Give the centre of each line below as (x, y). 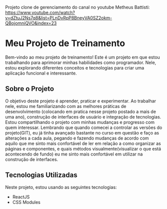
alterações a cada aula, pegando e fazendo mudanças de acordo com (77, 138)
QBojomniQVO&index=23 (31, 23)
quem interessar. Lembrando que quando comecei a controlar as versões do (84, 127)
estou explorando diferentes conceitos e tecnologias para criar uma (75, 67)
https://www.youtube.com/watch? (40, 12)
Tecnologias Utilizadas (41, 175)
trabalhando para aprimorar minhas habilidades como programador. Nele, (81, 62)
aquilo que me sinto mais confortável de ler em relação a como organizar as (83, 143)
